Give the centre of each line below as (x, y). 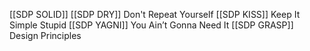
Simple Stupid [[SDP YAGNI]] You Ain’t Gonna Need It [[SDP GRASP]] (151, 25)
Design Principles (45, 35)
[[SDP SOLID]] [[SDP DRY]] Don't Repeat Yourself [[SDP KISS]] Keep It (155, 14)
